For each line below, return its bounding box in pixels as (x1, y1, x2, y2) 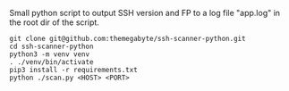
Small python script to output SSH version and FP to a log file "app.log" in (9, 8, 280, 18)
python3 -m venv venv (9, 50, 90, 59)
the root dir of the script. (9, 17, 100, 28)
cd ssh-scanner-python (9, 42, 94, 51)
